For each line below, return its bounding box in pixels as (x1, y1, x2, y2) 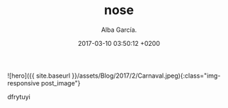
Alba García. (101, 25, 137, 34)
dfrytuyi (7, 92, 30, 101)
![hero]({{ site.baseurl (7, 71, 71, 80)
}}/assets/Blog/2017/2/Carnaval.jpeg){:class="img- (72, 71, 221, 80)
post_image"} (41, 78, 81, 87)
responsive (7, 78, 40, 87)
